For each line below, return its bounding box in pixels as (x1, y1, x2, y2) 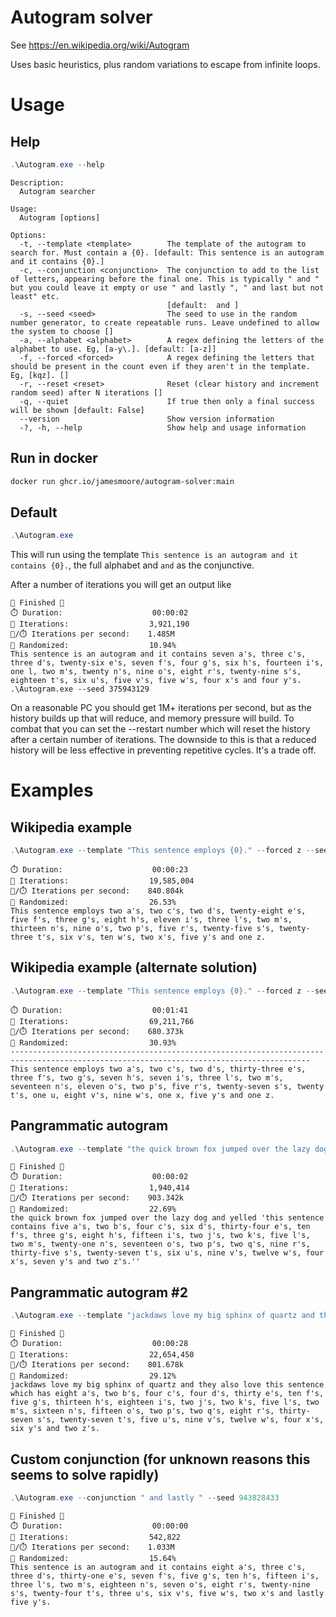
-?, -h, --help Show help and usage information (19, 422, 307, 433)
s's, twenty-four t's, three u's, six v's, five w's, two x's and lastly (10, 1588, 325, 1598)
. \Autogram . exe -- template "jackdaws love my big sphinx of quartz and (10, 1311, 315, 1321)
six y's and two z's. (10, 1424, 101, 1434)
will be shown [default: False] (10, 405, 145, 415)
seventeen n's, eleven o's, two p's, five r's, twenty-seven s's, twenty (10, 1081, 325, 1091)
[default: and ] (166, 300, 240, 310)
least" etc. (10, 291, 60, 301)
